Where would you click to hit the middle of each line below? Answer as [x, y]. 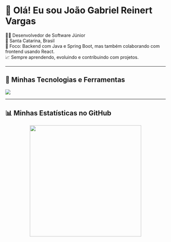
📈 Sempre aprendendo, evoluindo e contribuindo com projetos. [72, 57]
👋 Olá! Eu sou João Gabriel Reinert [79, 10]
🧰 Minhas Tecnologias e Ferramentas [65, 80]
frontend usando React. [30, 51]
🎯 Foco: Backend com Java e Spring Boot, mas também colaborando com [83, 46]
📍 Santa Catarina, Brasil [30, 41]
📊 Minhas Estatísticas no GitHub [59, 113]
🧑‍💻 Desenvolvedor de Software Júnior [45, 35]
